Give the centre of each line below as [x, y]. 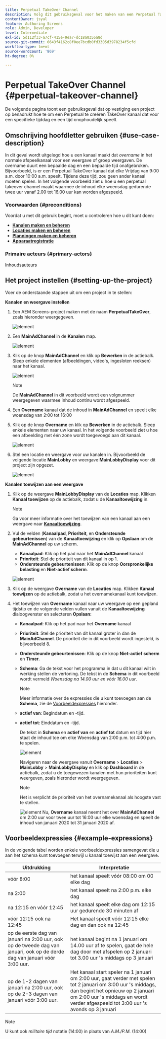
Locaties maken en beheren [41, 230]
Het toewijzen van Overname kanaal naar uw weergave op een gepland [85, 603]
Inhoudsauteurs [21, 265]
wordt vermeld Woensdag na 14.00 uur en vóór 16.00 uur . [78, 679]
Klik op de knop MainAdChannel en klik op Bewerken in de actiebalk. [83, 355]
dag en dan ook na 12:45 [100, 925]
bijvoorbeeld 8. [35, 644]
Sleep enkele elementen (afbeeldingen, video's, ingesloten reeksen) [82, 361]
